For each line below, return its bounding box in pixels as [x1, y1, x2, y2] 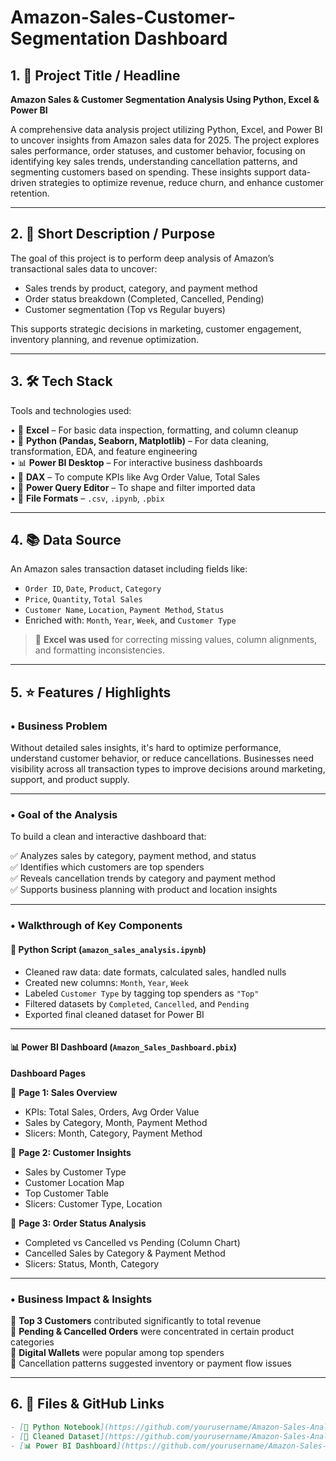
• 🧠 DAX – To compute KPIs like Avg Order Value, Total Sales [10, 471, 261, 483]
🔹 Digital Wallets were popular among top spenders [10, 1347, 225, 1359]
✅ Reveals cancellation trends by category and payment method [10, 872, 276, 885]
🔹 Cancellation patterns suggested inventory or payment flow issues [10, 1357, 292, 1370]
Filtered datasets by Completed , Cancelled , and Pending [24, 997, 250, 1010]
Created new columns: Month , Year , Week [24, 976, 189, 988]
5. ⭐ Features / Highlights [10, 684, 172, 701]
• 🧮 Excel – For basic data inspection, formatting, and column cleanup [10, 424, 299, 436]
